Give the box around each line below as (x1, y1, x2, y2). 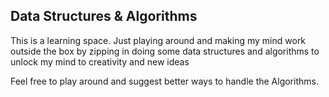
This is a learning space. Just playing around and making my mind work (10, 34, 307, 46)
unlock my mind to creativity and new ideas (10, 55, 190, 68)
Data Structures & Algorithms (10, 8, 198, 25)
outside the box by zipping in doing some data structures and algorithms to (10, 45, 320, 57)
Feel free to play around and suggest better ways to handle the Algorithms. (10, 75, 319, 87)
